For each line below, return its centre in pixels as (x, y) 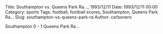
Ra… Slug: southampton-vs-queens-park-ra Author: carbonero (69, 17)
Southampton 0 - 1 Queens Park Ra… (42, 26)
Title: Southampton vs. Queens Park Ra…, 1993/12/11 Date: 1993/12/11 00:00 (81, 7)
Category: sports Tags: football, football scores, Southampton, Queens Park (81, 12)
